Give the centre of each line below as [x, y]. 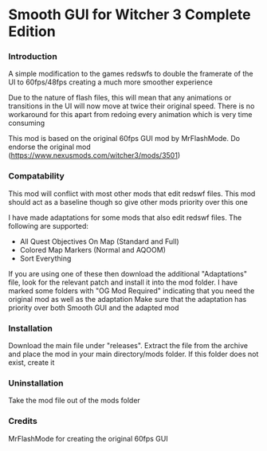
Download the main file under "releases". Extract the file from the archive [128, 346]
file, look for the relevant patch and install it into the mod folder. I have [123, 282]
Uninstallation [36, 383]
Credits [23, 422]
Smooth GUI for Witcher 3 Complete [130, 15]
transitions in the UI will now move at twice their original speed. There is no [132, 106]
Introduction [33, 57]
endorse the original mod [49, 147]
